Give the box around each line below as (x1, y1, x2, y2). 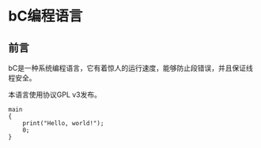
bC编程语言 (8, 7, 83, 25)
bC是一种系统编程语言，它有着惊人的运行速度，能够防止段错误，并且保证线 (8, 64, 253, 72)
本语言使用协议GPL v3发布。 (8, 90, 101, 99)
